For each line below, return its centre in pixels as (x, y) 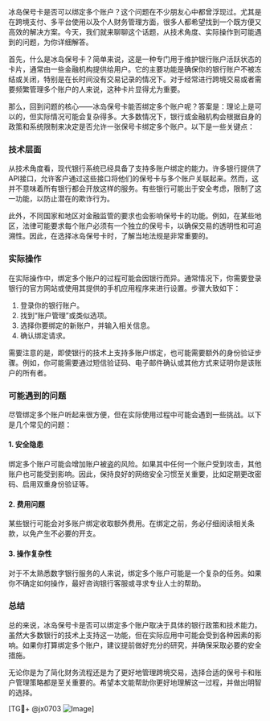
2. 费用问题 (27, 504)
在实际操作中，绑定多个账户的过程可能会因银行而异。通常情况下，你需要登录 (135, 278)
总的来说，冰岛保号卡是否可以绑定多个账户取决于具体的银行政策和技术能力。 (135, 625)
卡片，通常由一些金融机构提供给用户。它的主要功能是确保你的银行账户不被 (131, 69)
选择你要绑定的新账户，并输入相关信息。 (87, 325)
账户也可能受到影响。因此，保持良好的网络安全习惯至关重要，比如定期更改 (131, 474)
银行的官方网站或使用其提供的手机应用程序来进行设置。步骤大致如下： (125, 288)
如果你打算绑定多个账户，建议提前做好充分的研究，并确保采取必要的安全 (142, 645)
